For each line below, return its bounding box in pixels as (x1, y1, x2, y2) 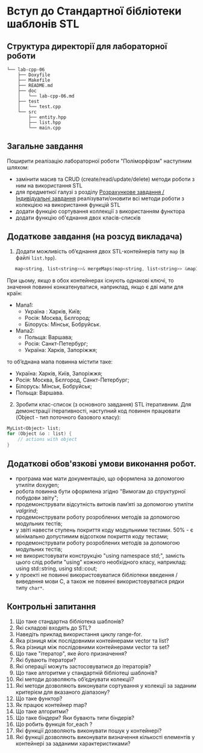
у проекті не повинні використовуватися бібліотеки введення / (15, 571, 178, 578)
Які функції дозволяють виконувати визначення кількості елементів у (15, 733, 195, 740)
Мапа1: (15, 301, 34, 308)
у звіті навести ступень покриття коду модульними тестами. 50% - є (15, 526, 193, 533)
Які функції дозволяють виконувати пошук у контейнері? (15, 727, 162, 734)
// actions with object (17, 437, 78, 443)
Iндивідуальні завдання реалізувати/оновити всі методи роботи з (15, 195, 184, 202)
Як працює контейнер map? (15, 701, 87, 708)
